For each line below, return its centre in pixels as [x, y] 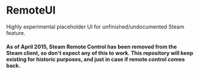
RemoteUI [31, 10]
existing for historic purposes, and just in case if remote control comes [96, 59]
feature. [16, 33]
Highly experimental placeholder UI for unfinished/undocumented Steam [95, 27]
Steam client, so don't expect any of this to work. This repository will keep [100, 53]
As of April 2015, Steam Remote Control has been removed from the [91, 46]
